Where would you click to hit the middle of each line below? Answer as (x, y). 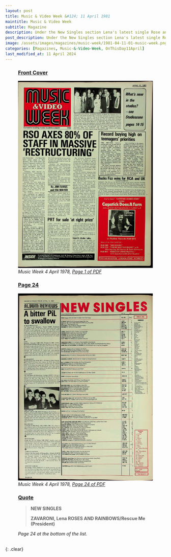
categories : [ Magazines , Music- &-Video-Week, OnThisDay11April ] (75, 49)
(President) (42, 524)
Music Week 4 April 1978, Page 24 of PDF (62, 484)
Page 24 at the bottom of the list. (53, 534)
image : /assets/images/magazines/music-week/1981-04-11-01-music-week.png (86, 43)
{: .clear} (15, 549)
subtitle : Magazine (26, 27)
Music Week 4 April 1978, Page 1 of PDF (60, 272)
